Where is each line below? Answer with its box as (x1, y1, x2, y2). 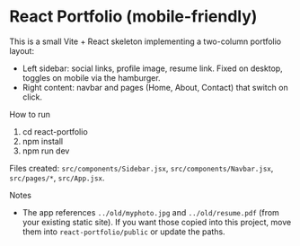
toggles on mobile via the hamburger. (22, 72, 161, 83)
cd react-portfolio (22, 126, 88, 136)
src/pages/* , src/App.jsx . (9, 172, 105, 183)
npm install (22, 136, 64, 146)
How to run (9, 109, 51, 119)
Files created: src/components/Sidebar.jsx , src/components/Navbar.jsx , (9, 163, 274, 173)
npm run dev (22, 145, 70, 156)
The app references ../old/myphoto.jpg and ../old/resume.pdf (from (22, 206, 280, 217)
